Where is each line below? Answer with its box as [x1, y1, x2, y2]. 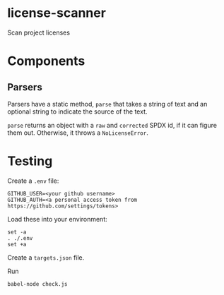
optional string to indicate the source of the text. [7, 107, 148, 116]
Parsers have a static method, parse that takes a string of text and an [7, 100, 208, 108]
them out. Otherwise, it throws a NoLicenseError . [7, 128, 148, 137]
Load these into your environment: [7, 215, 107, 223]
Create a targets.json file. [7, 253, 85, 262]
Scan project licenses [7, 28, 71, 37]
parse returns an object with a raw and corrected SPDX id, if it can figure [7, 121, 218, 129]
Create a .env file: [7, 176, 59, 185]
